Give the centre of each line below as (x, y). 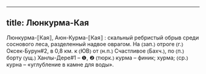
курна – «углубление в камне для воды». (60, 64)
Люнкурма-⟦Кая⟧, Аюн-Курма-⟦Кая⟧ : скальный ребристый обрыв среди (103, 38)
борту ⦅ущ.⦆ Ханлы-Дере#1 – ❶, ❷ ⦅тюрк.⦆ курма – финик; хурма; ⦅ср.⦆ (97, 58)
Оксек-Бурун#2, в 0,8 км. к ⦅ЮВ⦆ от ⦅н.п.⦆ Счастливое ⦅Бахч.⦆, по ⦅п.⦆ (95, 51)
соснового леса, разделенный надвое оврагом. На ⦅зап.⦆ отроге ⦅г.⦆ (95, 44)
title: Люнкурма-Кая (48, 23)
